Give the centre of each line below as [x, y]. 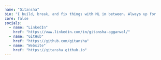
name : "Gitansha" [22, 9]
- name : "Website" [28, 45]
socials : [13, 23]
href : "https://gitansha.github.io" [50, 50]
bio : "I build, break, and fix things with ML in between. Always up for [80, 14]
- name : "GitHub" [26, 37]
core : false [16, 18]
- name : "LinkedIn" [29, 28]
